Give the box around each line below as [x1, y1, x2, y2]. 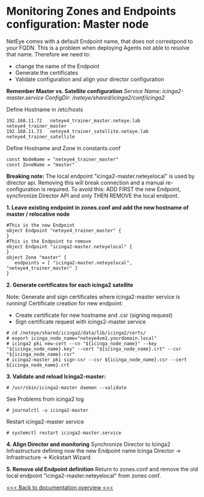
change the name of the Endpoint [15, 63, 100, 70]
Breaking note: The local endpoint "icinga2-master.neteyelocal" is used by [6, 172, 195, 180]
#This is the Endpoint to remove [6, 238, 92, 245]
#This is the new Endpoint [6, 222, 75, 228]
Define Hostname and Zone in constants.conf [6, 144, 121, 151]
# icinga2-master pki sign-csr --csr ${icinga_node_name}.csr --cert [6, 357, 188, 363]
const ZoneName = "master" [6, 161, 75, 168]
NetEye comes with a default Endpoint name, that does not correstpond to [6, 37, 194, 45]
